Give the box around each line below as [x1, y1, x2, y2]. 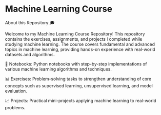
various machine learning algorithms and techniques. [5, 66, 112, 72]
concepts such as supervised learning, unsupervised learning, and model [5, 82, 153, 88]
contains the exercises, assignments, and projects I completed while [5, 36, 142, 42]
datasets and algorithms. [5, 51, 55, 57]
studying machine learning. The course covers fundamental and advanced [5, 41, 155, 47]
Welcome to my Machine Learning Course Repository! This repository [5, 31, 145, 37]
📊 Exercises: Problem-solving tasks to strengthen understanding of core [5, 76, 152, 82]
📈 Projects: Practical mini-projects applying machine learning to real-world [5, 98, 157, 103]
